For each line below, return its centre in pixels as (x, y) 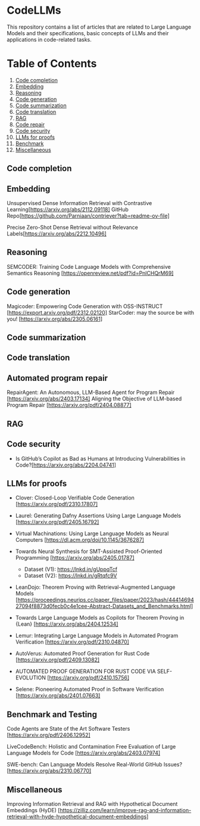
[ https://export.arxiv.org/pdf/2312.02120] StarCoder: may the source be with (101, 312)
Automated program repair (57, 378)
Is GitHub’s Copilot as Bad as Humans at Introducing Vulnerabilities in (100, 458)
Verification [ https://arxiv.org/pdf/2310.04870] (72, 642)
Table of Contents (52, 64)
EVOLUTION (31, 678)
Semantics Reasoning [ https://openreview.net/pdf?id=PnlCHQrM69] (90, 273)
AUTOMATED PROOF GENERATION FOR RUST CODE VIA (86, 672)
